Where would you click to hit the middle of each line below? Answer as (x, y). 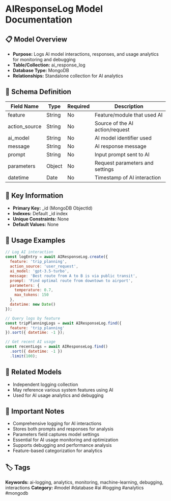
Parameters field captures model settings (56, 435)
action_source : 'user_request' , (44, 266)
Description (129, 106)
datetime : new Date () (33, 305)
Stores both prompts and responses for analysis (63, 429)
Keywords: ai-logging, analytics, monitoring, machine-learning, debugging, (84, 482)
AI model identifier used (123, 138)
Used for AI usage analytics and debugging (58, 395)
